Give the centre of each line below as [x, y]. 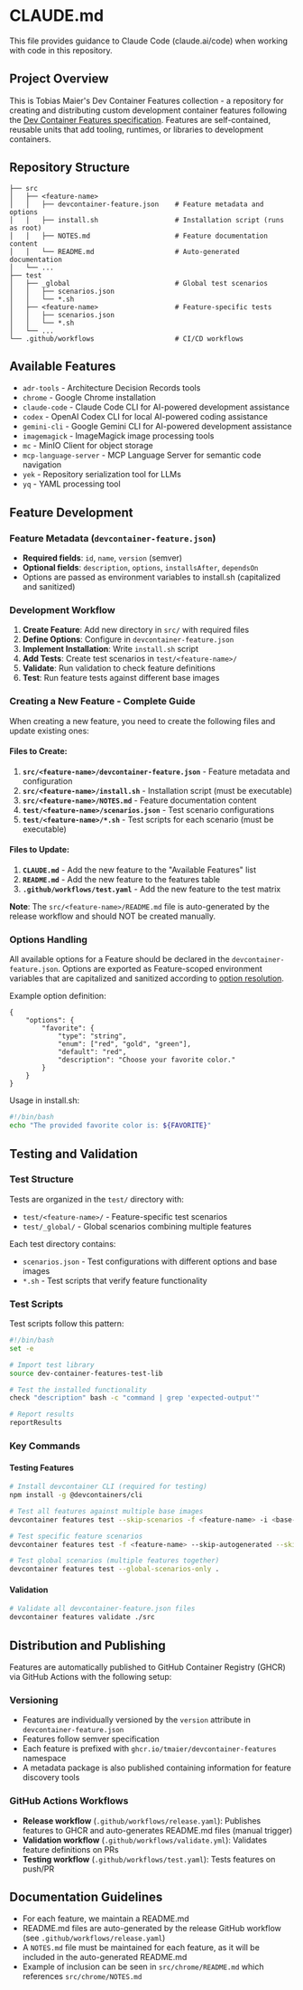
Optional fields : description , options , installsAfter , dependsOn [140, 568]
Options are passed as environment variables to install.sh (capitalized [151, 577]
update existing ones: [50, 731]
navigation [42, 465]
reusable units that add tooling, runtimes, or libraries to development [137, 129]
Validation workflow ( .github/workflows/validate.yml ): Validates [145, 1840]
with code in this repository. [61, 50]
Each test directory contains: [63, 1243]
